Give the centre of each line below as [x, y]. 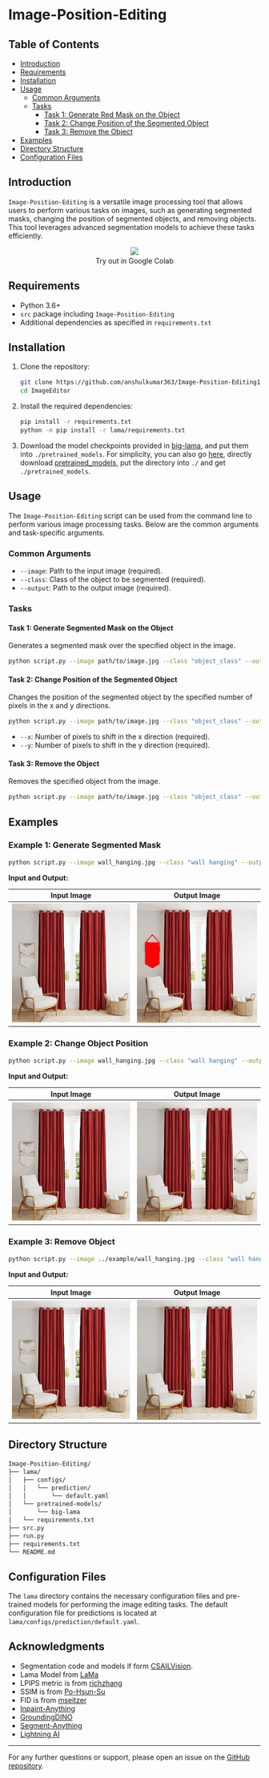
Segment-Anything [51, 1725]
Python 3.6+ [40, 305]
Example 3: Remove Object [62, 1242]
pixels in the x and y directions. [59, 706]
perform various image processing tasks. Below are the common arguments [133, 524]
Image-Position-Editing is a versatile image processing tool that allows [126, 201]
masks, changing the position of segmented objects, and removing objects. [132, 219]
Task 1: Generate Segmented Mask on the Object [91, 627]
